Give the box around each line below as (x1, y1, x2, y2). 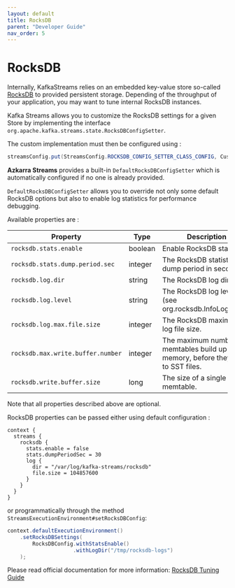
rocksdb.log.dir (10, 276, 65, 284)
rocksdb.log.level (10, 296, 72, 304)
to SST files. (162, 361, 202, 371)
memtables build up (162, 344, 227, 354)
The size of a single (162, 373, 227, 383)
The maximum (162, 336, 210, 345)
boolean (128, 244, 156, 254)
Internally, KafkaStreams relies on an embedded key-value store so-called (7, 83, 221, 92)
